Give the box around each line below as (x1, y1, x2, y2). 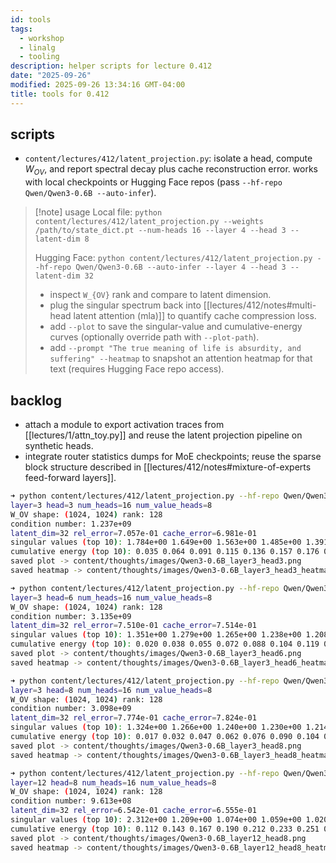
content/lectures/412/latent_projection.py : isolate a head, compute (24, 152, 313, 165)
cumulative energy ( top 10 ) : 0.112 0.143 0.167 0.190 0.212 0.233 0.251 (10, 824, 320, 834)
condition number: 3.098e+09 (10, 704, 132, 714)
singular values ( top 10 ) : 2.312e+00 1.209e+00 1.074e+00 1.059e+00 (10, 815, 302, 825)
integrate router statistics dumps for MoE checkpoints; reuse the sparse (24, 451, 322, 463)
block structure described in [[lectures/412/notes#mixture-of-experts (24, 461, 312, 473)
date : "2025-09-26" (10, 71, 92, 81)
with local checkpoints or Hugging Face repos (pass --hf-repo (24, 176, 283, 188)
